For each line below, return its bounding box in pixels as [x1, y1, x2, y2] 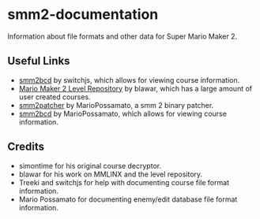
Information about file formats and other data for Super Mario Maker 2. [7, 32, 238, 41]
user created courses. [18, 92, 92, 102]
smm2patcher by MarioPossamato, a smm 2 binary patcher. [18, 100, 214, 109]
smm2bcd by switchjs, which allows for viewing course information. [18, 75, 240, 84]
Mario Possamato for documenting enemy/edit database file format [18, 195, 238, 204]
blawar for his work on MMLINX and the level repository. [18, 169, 203, 179]
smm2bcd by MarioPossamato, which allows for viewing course [18, 109, 227, 118]
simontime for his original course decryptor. [18, 161, 162, 170]
